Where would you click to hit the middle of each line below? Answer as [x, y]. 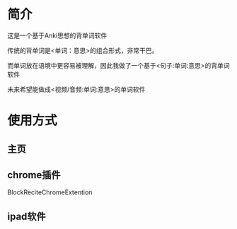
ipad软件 [27, 216]
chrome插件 [34, 175]
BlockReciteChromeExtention [50, 192]
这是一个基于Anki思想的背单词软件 [57, 35]
